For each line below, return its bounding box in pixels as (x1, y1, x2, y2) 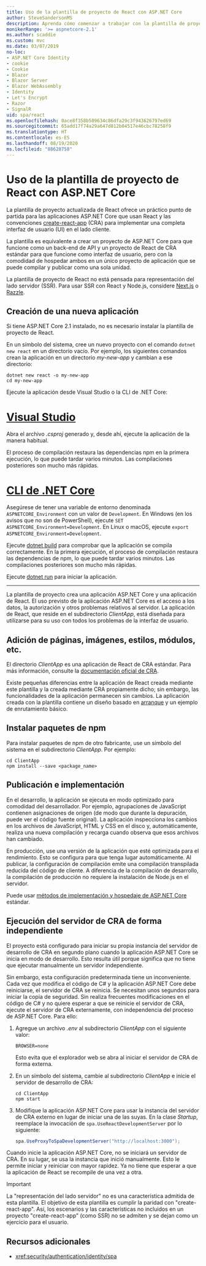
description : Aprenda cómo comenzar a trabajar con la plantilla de (6, 20, 185, 26)
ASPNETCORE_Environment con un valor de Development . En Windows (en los (6, 510, 193, 518)
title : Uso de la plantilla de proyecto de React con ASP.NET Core (6, 9, 183, 15)
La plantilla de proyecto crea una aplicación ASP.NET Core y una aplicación (6, 591, 197, 598)
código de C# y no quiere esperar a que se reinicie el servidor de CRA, (6, 999, 185, 1007)
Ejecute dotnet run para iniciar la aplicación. (6, 573, 118, 580)
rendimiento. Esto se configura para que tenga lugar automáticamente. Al (6, 853, 192, 861)
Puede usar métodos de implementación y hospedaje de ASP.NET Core (6, 891, 187, 899)
